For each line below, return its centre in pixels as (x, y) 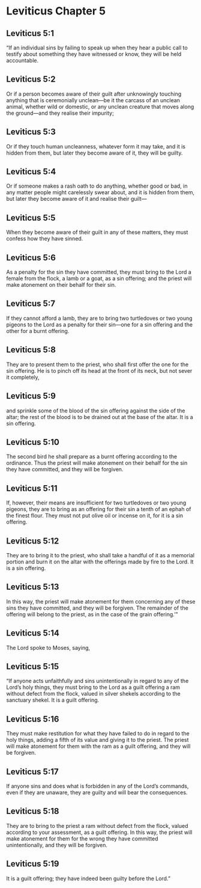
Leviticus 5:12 (33, 541)
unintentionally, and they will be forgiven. (57, 845)
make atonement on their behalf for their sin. (61, 285)
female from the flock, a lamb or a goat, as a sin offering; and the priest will (99, 278)
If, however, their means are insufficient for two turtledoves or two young (96, 503)
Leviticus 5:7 (31, 304)
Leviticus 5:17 (32, 772)
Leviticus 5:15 (33, 666)
